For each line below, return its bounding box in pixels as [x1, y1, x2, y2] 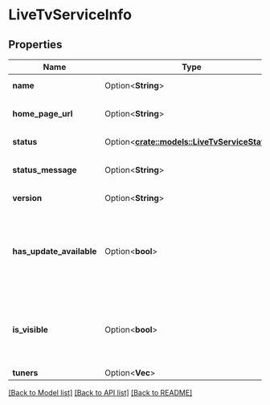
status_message [12, 165, 78, 175]
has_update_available [12, 246, 97, 256]
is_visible [12, 324, 48, 335]
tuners [12, 367, 39, 378]
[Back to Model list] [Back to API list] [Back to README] [8, 388, 193, 397]
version [12, 193, 43, 203]
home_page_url [12, 108, 73, 119]
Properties [8, 38, 63, 51]
